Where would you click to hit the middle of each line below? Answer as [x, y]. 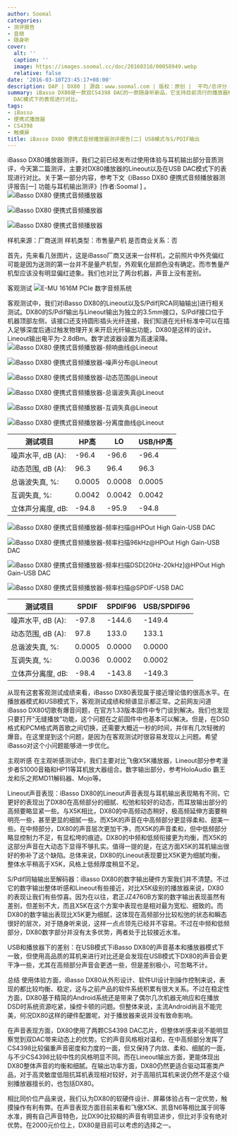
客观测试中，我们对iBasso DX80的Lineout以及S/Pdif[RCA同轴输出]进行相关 [116, 303]
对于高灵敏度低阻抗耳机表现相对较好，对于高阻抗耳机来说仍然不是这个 [121, 1075]
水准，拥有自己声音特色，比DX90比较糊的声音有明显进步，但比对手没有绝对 [117, 1116]
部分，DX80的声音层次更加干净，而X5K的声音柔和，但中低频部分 [132, 829]
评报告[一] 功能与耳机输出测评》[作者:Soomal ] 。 [79, 187]
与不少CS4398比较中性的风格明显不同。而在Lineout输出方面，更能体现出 [114, 1057]
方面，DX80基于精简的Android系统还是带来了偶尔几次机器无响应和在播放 [114, 998]
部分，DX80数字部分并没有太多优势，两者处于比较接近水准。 [96, 932]
